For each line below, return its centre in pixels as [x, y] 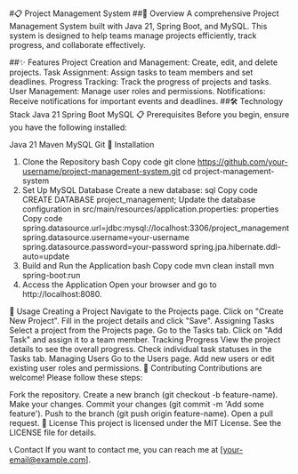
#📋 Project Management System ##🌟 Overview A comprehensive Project [144, 13]
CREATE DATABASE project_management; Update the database [139, 200]
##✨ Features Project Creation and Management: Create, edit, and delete [144, 62]
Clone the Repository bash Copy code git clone [109, 162]
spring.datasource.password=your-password [105, 247]
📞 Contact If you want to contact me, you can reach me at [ [117, 450]
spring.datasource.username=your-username [105, 237]
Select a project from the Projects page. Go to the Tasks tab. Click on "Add [146, 330]
